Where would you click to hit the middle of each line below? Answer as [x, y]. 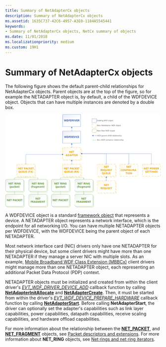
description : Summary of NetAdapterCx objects [54, 16]
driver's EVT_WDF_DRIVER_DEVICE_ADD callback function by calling [76, 287]
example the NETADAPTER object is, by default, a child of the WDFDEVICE [81, 96]
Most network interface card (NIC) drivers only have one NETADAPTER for [81, 246]
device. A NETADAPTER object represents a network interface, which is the [82, 221]
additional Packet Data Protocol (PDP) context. [53, 272]
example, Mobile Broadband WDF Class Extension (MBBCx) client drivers [80, 262]
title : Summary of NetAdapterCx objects [48, 10]
